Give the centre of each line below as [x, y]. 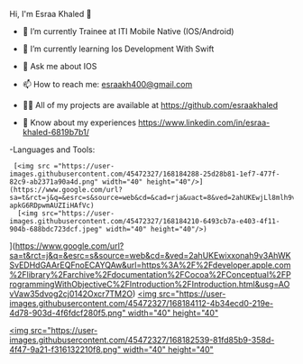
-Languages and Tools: [52, 150]
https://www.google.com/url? [69, 246]
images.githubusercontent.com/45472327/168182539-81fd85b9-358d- [142, 340]
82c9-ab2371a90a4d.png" [54, 182]
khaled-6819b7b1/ [56, 132]
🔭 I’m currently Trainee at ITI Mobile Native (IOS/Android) [128, 31]
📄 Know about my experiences [79, 123]
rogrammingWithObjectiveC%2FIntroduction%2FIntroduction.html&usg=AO [150, 284]
